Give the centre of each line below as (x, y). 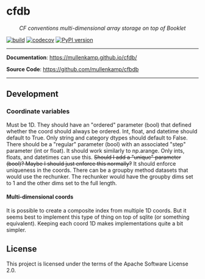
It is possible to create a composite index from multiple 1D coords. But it (96, 210)
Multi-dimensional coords (40, 197)
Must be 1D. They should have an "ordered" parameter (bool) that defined (99, 125)
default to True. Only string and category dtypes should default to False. (97, 138)
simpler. (16, 230)
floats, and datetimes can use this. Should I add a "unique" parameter (94, 157)
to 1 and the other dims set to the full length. (62, 183)
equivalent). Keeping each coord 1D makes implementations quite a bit (95, 223)
